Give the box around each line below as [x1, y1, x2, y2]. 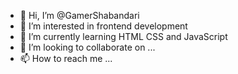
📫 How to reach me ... [19, 53, 113, 64]
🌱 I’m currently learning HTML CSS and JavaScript [19, 31, 228, 42]
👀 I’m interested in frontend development [19, 20, 188, 32]
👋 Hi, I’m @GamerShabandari [19, 10, 140, 21]
